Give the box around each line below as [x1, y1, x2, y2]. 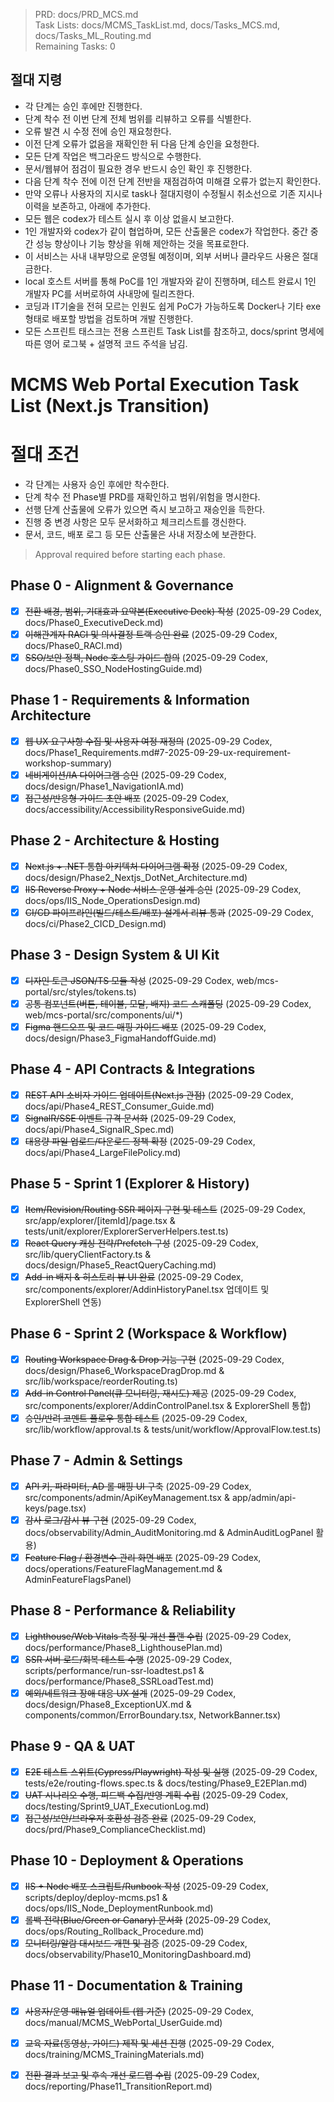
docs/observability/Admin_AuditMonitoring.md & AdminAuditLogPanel [24, 1526, 314, 1538]
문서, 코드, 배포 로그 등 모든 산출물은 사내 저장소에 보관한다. [24, 528, 257, 540]
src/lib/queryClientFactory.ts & [24, 1248, 152, 1260]
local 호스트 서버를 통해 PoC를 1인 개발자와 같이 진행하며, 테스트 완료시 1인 [24, 275, 317, 287]
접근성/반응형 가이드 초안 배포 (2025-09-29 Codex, [24, 792, 230, 804]
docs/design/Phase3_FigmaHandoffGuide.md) [24, 1032, 217, 1044]
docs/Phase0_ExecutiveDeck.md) [24, 616, 164, 628]
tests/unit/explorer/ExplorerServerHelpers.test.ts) [24, 1225, 229, 1237]
